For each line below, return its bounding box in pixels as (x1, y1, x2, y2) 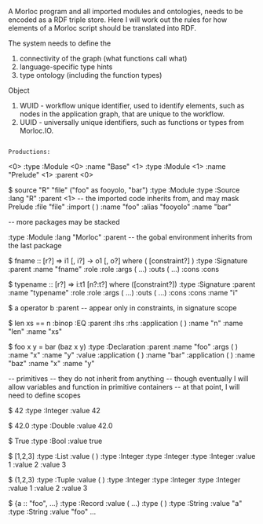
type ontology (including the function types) (19, 71, 163, 79)
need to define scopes (8, 390, 81, 400)
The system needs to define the (8, 38, 111, 48)
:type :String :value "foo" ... (8, 507, 97, 516)
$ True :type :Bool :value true (8, 436, 103, 445)
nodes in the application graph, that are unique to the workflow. (19, 109, 225, 119)
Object (8, 86, 30, 95)
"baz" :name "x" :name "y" (8, 359, 95, 368)
